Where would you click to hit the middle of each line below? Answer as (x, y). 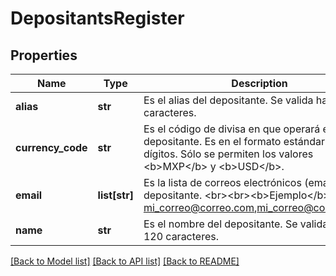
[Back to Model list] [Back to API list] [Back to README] (125, 261)
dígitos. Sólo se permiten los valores (228, 154)
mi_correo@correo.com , (200, 207)
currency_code (51, 147)
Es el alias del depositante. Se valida (228, 100)
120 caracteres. (181, 236)
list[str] (115, 195)
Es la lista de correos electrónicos (222, 182)
